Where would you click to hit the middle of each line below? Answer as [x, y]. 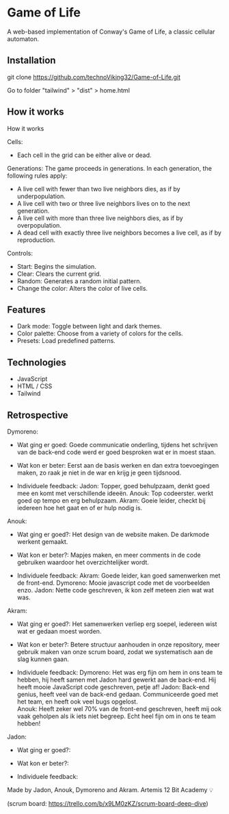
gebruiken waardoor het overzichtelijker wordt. [83, 562]
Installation [31, 61]
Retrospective [38, 415]
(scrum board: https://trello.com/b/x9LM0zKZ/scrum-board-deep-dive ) [108, 803]
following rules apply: [37, 176]
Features [26, 310]
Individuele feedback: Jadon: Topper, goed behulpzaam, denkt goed [113, 486]
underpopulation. [41, 196]
